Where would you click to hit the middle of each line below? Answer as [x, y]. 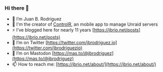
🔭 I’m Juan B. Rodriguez [37, 19]
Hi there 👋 [17, 8]
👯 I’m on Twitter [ [30, 43]
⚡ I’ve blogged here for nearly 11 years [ [53, 30]
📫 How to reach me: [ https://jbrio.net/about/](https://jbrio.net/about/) [84, 64]
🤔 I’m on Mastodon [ [33, 53]
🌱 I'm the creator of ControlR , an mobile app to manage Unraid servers [85, 24]
